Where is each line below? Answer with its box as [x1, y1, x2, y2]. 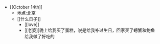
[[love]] [24, 22, 39, 27]
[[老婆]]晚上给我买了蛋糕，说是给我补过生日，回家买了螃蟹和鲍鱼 [24, 27, 155, 33]
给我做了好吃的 [24, 34, 55, 39]
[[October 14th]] [9, 4, 43, 10]
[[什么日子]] [17, 16, 41, 22]
